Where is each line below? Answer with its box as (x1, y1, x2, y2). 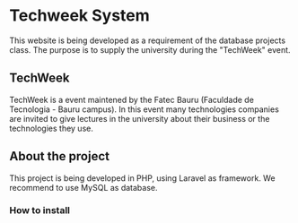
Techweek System (9, 5, 150, 26)
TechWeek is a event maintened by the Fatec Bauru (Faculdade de (9, 94, 254, 105)
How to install (9, 204, 70, 217)
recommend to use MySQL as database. (9, 182, 159, 193)
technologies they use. (9, 123, 94, 133)
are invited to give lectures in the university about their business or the (9, 113, 270, 124)
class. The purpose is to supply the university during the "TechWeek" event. (9, 44, 291, 55)
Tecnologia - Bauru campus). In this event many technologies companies (9, 104, 280, 115)
